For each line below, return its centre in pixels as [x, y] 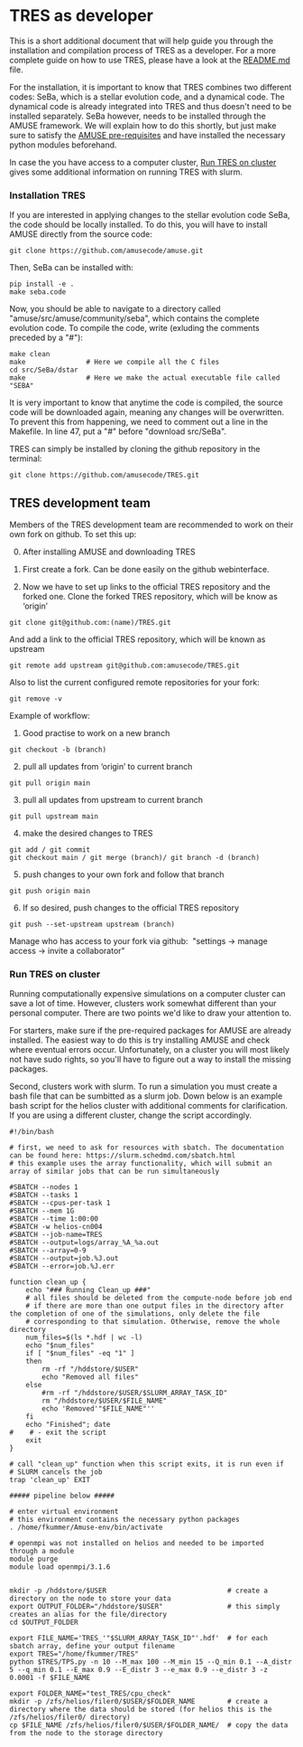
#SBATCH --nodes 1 [44, 1187]
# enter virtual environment [64, 1512]
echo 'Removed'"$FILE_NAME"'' [98, 1409]
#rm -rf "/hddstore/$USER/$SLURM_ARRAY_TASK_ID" [135, 1393]
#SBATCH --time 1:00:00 [54, 1219]
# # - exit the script [58, 1433]
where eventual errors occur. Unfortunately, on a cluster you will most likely [150, 1050]
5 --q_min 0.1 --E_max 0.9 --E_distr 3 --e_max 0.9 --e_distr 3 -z [139, 1670]
